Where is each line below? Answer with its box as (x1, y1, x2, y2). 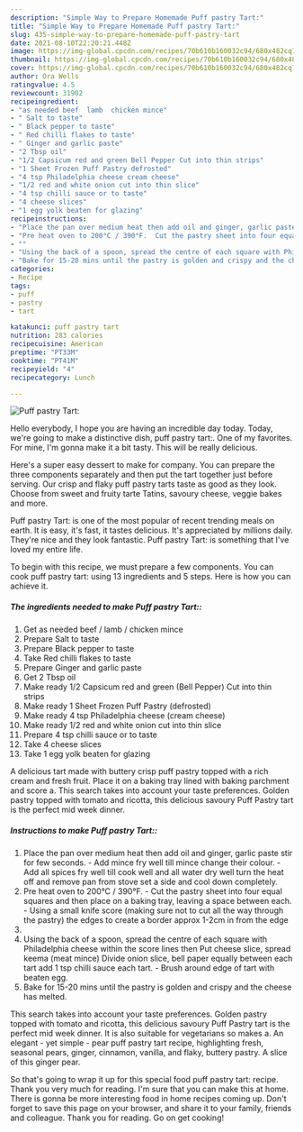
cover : (10, 64, 35, 73)
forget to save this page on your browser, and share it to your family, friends (10, 1103, 292, 1114)
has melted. (22, 991, 67, 1002)
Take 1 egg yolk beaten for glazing (22, 749, 151, 760)
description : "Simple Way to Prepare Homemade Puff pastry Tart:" (10, 13, 264, 23)
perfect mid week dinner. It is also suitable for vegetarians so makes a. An (10, 1028, 284, 1039)
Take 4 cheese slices (22, 739, 102, 750)
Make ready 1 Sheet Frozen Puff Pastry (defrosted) (22, 700, 212, 712)
